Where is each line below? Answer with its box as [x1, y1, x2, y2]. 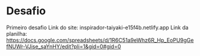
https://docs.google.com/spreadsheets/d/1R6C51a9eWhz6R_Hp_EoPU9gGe [6, 36, 194, 43]
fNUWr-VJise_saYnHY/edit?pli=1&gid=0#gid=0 [6, 43, 121, 50]
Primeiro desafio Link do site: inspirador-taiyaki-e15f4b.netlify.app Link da [6, 24, 189, 31]
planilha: [6, 30, 28, 37]
